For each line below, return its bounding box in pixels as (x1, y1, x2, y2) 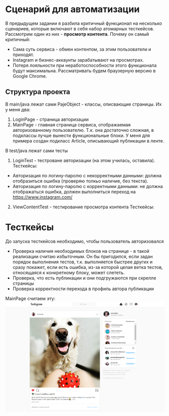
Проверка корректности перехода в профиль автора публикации (12, 286, 154, 292)
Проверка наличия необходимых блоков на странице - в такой (12, 248, 149, 254)
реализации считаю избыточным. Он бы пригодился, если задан (12, 253, 153, 259)
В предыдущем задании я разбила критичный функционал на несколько (5, 20, 162, 26)
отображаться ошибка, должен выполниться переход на (12, 189, 136, 195)
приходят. (12, 52, 34, 58)
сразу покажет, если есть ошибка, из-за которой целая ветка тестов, (12, 264, 163, 270)
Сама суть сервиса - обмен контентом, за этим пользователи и (12, 46, 151, 52)
